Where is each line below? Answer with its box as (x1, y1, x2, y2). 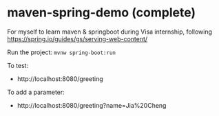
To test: (7, 61, 29, 69)
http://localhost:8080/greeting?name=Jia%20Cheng (17, 101, 167, 109)
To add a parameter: (7, 88, 65, 96)
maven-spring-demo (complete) (7, 5, 196, 21)
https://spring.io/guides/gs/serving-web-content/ (7, 34, 148, 43)
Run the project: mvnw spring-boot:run (7, 48, 116, 56)
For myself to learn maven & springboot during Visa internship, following (7, 27, 212, 36)
